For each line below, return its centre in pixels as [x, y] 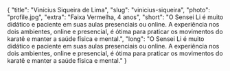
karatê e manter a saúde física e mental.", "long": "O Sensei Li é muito [106, 39]
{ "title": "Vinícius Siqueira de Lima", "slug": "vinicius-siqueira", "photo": [109, 10]
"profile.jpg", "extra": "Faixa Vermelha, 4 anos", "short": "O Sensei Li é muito [115, 17]
